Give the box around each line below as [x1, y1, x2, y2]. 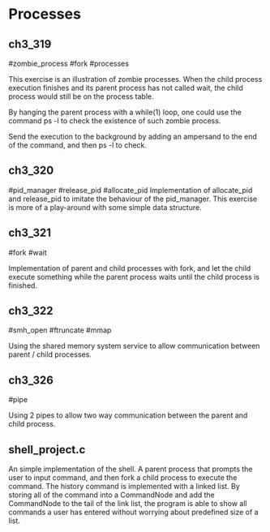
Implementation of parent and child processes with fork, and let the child [8, 263, 251, 272]
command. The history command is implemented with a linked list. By [8, 482, 241, 491]
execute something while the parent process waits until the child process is [8, 272, 259, 281]
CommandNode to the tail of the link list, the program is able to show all [8, 499, 247, 508]
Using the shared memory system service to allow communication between [8, 341, 261, 351]
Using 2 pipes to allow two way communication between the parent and [8, 410, 248, 420]
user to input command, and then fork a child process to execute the [8, 473, 238, 483]
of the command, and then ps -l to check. [8, 140, 148, 150]
